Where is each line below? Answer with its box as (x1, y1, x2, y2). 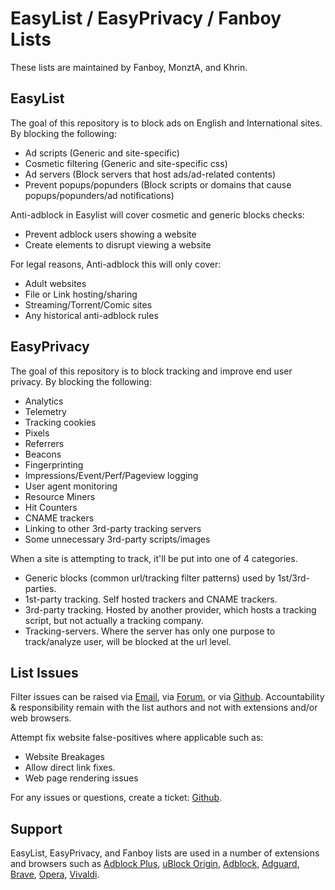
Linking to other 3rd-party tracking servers (24, 522, 202, 534)
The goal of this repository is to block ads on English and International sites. (10, 117, 323, 129)
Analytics (24, 395, 64, 407)
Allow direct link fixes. (24, 762, 116, 774)
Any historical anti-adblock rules (24, 309, 159, 321)
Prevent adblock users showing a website (24, 228, 197, 240)
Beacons (24, 448, 62, 460)
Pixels (24, 427, 50, 439)
